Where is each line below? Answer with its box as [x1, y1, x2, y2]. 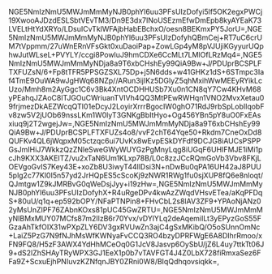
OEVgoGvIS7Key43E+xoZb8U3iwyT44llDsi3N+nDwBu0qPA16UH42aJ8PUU [8, 162, 261, 171]
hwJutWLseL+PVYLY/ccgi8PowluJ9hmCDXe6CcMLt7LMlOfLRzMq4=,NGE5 [8, 50, 262, 59]
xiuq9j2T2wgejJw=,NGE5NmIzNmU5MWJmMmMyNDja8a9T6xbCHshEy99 [8, 119, 261, 128]
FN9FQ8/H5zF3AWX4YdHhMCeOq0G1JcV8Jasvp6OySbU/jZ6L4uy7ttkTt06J [8, 239, 265, 249]
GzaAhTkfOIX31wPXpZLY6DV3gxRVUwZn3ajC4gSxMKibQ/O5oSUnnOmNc [8, 222, 261, 232]
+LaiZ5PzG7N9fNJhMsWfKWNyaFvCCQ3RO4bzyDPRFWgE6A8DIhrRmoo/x [8, 231, 262, 240]
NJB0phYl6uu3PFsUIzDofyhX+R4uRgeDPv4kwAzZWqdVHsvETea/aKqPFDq [8, 188, 263, 197]
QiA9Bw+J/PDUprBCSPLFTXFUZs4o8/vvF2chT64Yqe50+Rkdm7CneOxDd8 [8, 127, 262, 137]
